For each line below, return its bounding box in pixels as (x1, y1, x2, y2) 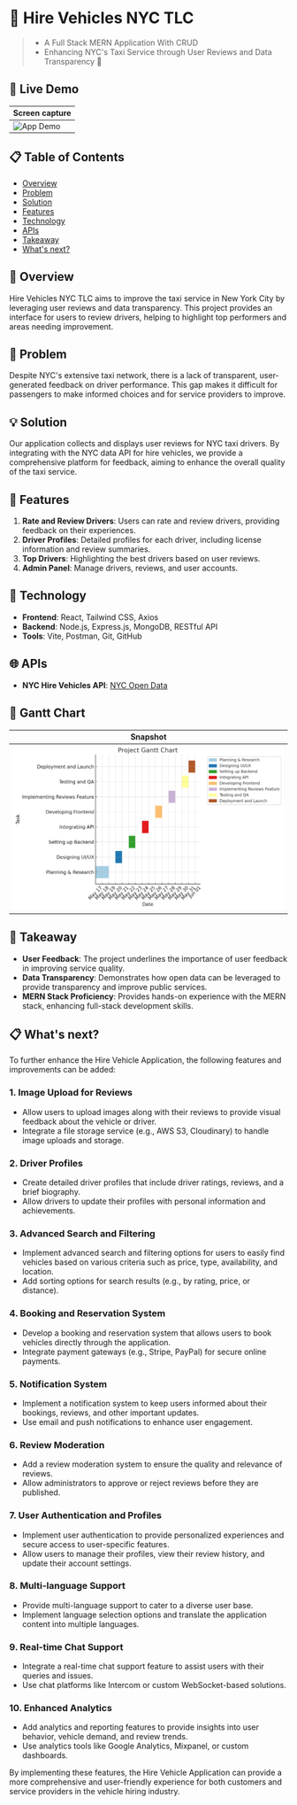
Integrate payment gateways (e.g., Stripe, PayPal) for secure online (21, 1346, 267, 1357)
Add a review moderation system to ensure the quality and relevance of (21, 1459, 283, 1469)
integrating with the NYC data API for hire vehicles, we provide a (9, 447, 243, 459)
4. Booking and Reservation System (9, 1307, 166, 1320)
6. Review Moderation (9, 1438, 105, 1451)
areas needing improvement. (9, 321, 114, 331)
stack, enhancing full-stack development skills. (21, 1000, 194, 1011)
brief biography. (21, 1187, 81, 1197)
